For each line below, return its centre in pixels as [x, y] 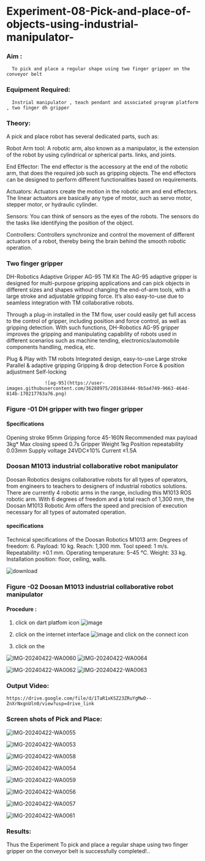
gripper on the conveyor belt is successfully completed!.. [78, 851]
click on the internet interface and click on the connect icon [102, 635]
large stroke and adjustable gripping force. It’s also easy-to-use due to [95, 296]
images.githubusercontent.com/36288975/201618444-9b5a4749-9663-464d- [98, 389]
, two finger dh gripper [38, 108]
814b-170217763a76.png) [37, 394]
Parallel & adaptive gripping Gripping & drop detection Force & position [95, 366]
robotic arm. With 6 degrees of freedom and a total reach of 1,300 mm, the [100, 499]
